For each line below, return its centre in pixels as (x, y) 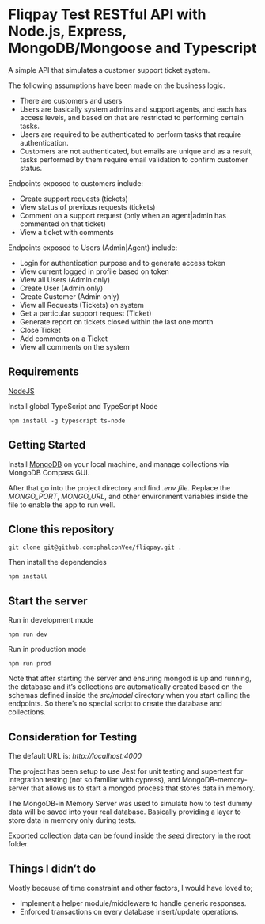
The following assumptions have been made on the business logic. (117, 85)
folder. (19, 844)
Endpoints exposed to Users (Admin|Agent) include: (93, 248)
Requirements (44, 372)
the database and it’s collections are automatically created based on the (125, 687)
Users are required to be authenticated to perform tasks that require (131, 134)
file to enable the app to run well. (62, 505)
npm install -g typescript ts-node (67, 421)
